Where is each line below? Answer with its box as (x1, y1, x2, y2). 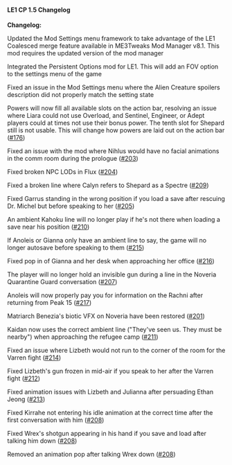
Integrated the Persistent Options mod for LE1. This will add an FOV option (7, 62, 219, 71)
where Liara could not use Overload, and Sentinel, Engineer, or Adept (7, 112, 205, 120)
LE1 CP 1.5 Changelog (7, 6, 71, 14)
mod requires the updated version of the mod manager (7, 49, 164, 58)
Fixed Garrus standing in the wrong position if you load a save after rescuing (7, 195, 225, 203)
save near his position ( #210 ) (7, 222, 90, 231)
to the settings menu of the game (7, 70, 102, 78)
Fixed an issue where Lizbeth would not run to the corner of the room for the (7, 346, 226, 355)
